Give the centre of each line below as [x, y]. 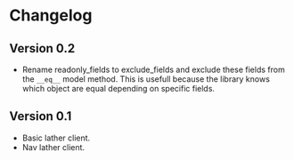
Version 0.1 [41, 116]
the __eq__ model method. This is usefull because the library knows [146, 79]
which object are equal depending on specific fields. [118, 88]
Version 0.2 [42, 48]
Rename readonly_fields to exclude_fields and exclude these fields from [153, 69]
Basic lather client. [56, 138]
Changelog [51, 16]
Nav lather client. [53, 147]
